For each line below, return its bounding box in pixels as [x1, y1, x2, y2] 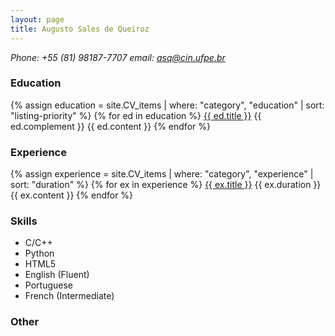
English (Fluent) [24, 269, 90, 281]
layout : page [10, 14, 65, 25]
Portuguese [24, 279, 73, 291]
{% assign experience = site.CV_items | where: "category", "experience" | [10, 168, 314, 180]
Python [24, 247, 55, 260]
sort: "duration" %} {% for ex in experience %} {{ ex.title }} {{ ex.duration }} [10, 179, 322, 191]
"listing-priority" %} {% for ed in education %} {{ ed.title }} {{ [10, 109, 262, 121]
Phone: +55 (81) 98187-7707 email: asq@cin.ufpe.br [10, 51, 226, 63]
